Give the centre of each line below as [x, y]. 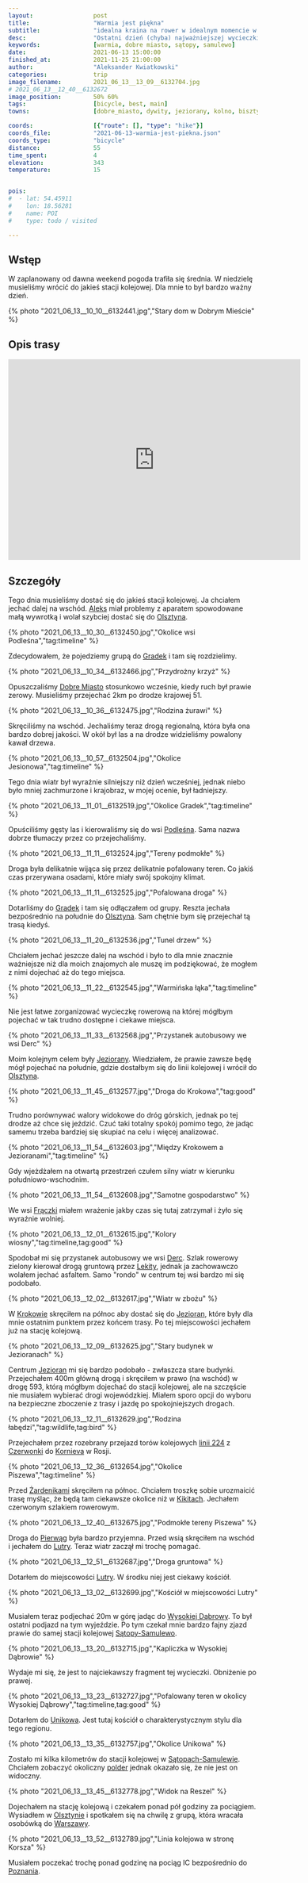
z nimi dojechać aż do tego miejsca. [67, 972]
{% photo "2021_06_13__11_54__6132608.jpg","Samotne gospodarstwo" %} [129, 1195]
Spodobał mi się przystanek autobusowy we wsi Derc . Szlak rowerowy [124, 1257]
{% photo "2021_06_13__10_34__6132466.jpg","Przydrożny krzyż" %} [120, 671]
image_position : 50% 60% [63, 97]
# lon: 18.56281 [40, 206]
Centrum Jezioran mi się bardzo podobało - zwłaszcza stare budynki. [122, 1370]
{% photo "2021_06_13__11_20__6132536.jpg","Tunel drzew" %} [110, 940]
